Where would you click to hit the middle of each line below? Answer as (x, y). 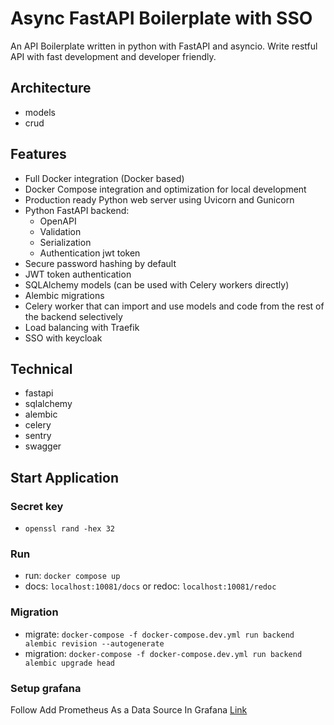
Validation (60, 231)
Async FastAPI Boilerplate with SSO (161, 18)
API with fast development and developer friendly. (113, 56)
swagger (43, 446)
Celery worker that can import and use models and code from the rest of (174, 306)
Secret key (37, 506)
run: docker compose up (72, 576)
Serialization (65, 242)
